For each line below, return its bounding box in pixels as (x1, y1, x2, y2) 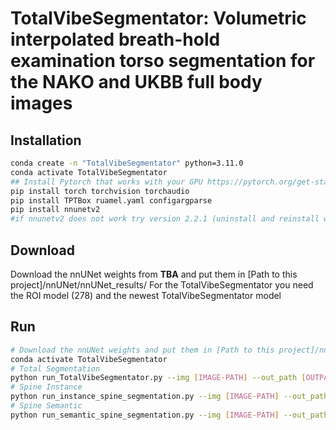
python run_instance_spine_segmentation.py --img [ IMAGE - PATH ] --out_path (10, 392, 329, 402)
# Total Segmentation (10, 363, 101, 374)
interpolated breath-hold (10, 28, 221, 51)
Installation (10, 132, 82, 149)
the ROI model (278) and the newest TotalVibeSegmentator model (10, 289, 282, 301)
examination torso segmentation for (10, 50, 316, 72)
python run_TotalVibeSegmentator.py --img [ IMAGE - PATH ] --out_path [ (10, 373, 307, 383)
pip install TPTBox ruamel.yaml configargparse (10, 195, 213, 206)
